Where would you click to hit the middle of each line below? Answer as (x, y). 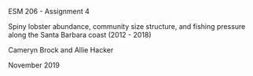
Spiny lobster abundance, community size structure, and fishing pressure (127, 26)
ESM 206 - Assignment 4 (49, 11)
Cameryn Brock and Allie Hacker (61, 50)
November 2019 (34, 65)
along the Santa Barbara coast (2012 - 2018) (80, 35)
